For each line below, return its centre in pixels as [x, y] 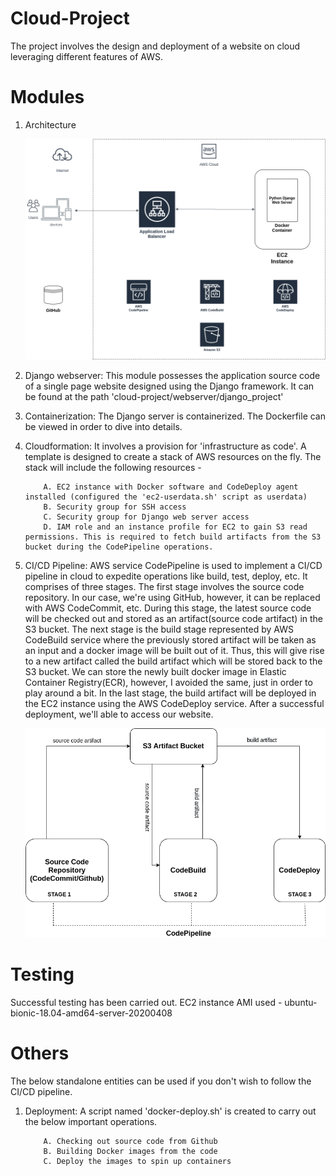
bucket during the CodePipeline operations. [119, 547]
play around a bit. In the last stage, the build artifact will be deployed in [170, 693]
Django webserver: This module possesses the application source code [172, 375]
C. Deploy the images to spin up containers [137, 1161]
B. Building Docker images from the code [130, 1151]
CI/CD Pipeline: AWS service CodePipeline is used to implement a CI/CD [173, 565]
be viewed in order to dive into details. [103, 426]
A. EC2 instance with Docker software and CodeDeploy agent [171, 487]
